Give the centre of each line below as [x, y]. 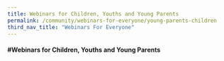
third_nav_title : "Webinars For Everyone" [71, 27]
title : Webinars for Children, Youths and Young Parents [93, 14]
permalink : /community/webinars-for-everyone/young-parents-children [112, 21]
